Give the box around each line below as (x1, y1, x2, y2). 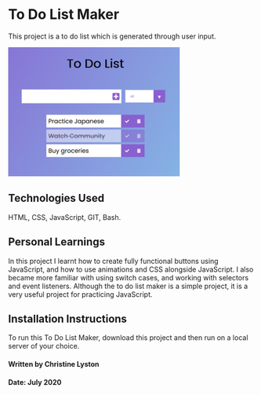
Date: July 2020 (8, 377, 62, 386)
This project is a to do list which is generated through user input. (8, 31, 217, 41)
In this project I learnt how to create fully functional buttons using (8, 256, 219, 265)
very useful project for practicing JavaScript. (8, 289, 153, 299)
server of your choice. (8, 342, 80, 351)
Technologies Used (8, 192, 104, 205)
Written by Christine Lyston (8, 359, 100, 368)
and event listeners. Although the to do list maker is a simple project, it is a (8, 281, 248, 291)
